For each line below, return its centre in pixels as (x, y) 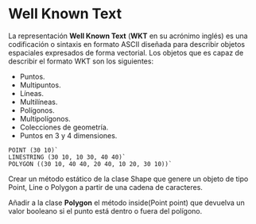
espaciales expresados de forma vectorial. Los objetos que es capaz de (126, 52)
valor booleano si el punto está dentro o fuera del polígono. (105, 210)
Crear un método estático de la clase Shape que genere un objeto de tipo (128, 179)
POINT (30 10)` (33, 150)
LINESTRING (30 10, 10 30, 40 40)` (67, 157)
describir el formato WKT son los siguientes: (81, 61)
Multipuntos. (40, 85)
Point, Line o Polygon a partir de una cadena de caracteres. (105, 187)
